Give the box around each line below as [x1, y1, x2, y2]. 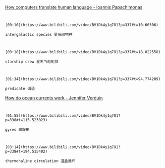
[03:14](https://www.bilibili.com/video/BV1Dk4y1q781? [5, 145, 121, 150]
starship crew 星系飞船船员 [5, 59, 58, 64]
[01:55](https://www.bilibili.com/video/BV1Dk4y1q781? [5, 113, 121, 118]
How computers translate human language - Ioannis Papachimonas [5, 4, 143, 10]
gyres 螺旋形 [5, 127, 30, 132]
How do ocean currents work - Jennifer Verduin [5, 95, 103, 101]
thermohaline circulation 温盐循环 [5, 159, 76, 164]
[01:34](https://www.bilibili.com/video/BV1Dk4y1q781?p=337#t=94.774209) [5, 77, 161, 82]
